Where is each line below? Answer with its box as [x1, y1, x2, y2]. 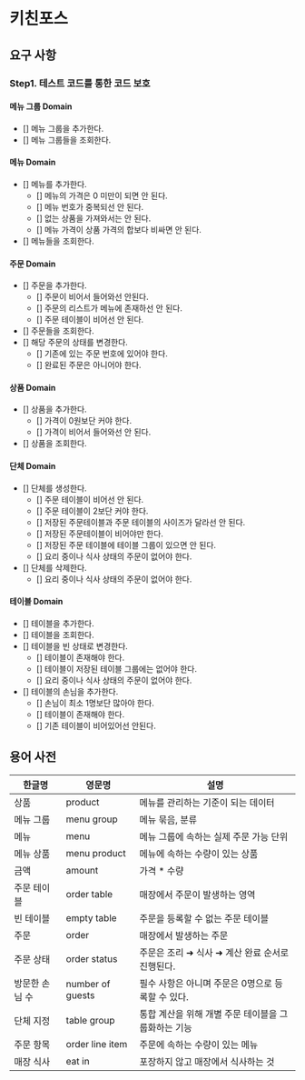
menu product [65, 846, 126, 859]
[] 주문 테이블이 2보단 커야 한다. [35, 505, 149, 516]
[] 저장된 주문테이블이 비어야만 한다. [35, 528, 163, 539]
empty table [65, 911, 117, 924]
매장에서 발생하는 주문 [139, 929, 229, 942]
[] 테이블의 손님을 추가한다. [22, 685, 119, 696]
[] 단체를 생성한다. [22, 483, 88, 494]
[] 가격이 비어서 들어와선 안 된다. [35, 426, 152, 437]
